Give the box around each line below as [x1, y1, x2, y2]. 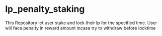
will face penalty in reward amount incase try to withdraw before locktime [5, 25, 156, 31]
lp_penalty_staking [5, 3, 85, 15]
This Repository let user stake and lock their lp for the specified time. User [5, 20, 158, 26]
